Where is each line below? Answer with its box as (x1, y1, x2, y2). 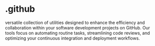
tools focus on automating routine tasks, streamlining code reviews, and (5, 30, 150, 36)
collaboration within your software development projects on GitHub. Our (5, 24, 150, 30)
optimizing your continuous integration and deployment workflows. (5, 35, 140, 41)
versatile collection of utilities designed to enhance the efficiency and (5, 20, 145, 25)
